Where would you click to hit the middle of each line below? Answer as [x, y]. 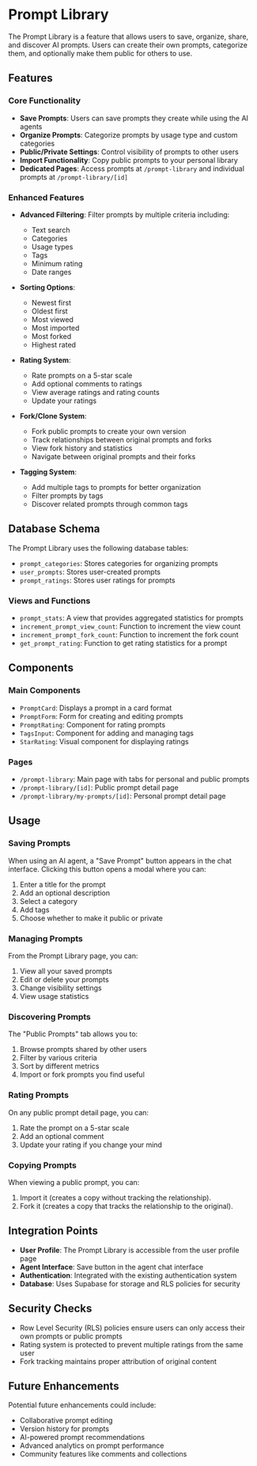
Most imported [55, 328]
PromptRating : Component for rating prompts [93, 724]
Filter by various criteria [58, 1058]
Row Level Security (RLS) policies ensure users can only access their [132, 1327]
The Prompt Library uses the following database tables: [98, 548]
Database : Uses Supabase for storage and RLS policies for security [130, 1283]
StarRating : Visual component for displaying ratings [104, 741]
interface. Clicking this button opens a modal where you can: [108, 869]
